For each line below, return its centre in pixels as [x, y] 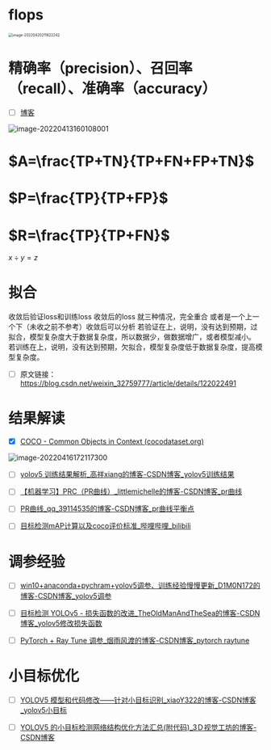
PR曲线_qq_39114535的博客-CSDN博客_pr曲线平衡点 [107, 509]
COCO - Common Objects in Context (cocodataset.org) [112, 441]
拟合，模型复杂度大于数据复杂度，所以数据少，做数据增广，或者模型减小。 [132, 337]
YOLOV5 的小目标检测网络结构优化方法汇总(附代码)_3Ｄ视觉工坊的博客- [138, 727]
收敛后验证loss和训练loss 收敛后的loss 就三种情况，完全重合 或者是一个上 [130, 317]
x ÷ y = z [23, 258]
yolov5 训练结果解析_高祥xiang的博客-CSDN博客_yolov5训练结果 [127, 474]
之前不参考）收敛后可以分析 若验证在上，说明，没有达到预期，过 [150, 327]
